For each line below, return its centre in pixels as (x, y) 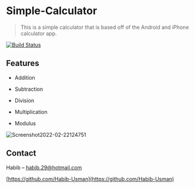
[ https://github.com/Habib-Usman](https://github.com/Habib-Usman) (90, 179)
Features (23, 63)
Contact (21, 154)
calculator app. (38, 33)
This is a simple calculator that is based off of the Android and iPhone (105, 27)
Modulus (25, 123)
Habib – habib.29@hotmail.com (44, 167)
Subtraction (28, 89)
